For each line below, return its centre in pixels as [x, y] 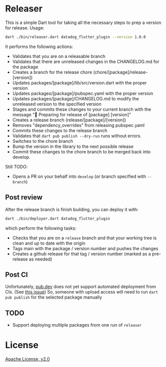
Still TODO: [16, 167]
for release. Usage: [25, 27]
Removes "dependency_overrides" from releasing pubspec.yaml [78, 125]
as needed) [41, 259]
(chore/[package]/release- [120, 72]
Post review [24, 197]
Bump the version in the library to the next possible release [73, 146]
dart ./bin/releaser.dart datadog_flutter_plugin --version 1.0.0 [76, 37]
